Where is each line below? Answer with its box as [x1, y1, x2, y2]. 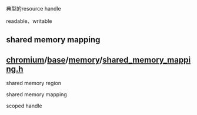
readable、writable [6, 18, 52, 25]
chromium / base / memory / [6, 55, 103, 65]
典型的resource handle [6, 5, 61, 12]
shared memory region [6, 80, 62, 87]
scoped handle [6, 102, 42, 110]
